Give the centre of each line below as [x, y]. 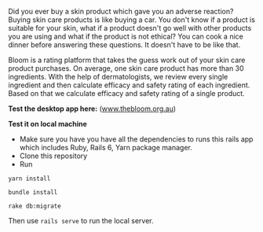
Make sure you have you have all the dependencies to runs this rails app [136, 139]
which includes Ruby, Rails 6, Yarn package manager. [106, 147]
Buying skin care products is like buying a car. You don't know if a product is [131, 20]
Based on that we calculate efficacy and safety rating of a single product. [126, 93]
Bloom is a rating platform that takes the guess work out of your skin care [127, 60]
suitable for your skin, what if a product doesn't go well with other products [130, 28]
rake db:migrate [35, 206]
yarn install [29, 179]
